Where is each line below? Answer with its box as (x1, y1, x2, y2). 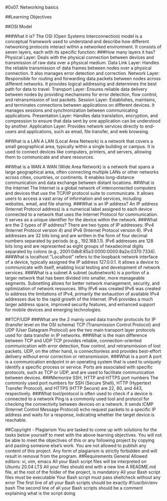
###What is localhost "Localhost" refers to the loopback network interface (5, 254, 158, 260)
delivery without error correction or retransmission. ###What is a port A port (5, 353, 162, 359)
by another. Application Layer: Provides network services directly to (5, 123, 144, 129)
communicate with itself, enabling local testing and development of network (5, 264, 161, 270)
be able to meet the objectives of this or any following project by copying (5, 437, 155, 443)
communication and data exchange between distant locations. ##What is (5, 179, 155, 185)
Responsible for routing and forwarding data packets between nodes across (5, 76, 161, 81)
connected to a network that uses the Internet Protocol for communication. (5, 211, 158, 217)
